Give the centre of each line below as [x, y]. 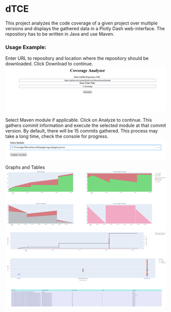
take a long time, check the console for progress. [57, 136]
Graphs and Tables [25, 167]
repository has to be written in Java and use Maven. [60, 34]
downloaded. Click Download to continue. [49, 64]
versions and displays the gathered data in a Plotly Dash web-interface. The [85, 28]
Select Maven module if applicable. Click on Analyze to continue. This [79, 120]
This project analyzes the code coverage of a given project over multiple [81, 23]
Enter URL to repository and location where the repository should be [77, 58]
